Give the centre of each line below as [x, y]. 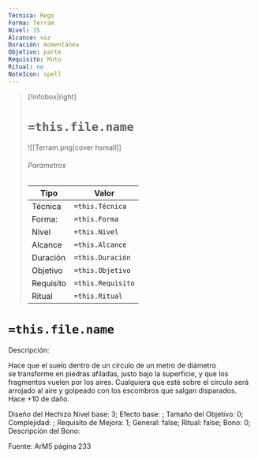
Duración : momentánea [44, 45]
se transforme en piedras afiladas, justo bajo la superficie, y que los [118, 373]
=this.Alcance [100, 244]
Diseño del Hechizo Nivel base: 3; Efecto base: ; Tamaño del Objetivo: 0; [126, 414]
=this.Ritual [98, 296]
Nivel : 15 [24, 30]
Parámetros [47, 166]
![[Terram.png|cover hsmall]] [75, 147]
